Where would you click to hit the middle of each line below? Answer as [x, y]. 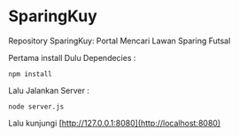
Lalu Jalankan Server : [49, 90]
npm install [30, 74]
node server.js [36, 107]
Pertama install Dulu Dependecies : [72, 57]
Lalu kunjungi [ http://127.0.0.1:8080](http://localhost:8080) [115, 123]
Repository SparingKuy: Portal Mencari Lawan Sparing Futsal [119, 41]
